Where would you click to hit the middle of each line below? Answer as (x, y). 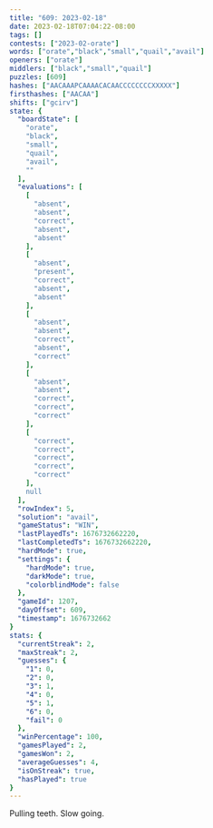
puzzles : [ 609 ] (38, 77)
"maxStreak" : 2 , (48, 652)
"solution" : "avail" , (58, 517)
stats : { (26, 635)
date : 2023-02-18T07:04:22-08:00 (73, 26)
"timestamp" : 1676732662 (64, 619)
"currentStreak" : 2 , (56, 644)
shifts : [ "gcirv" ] (44, 102)
